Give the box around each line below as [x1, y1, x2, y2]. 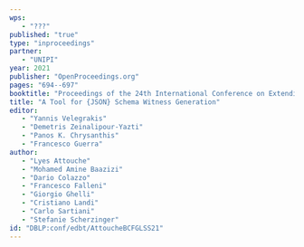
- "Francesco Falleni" [21, 182, 107, 191]
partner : [9, 47, 43, 56]
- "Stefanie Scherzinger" [21, 214, 119, 224]
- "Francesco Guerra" [21, 139, 103, 148]
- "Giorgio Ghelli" [21, 190, 95, 199]
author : [9, 147, 39, 157]
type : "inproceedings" [9, 38, 95, 48]
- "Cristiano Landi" [21, 198, 100, 208]
